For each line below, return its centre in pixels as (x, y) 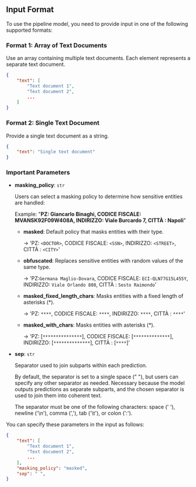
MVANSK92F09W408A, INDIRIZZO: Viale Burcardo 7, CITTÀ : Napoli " (100, 220)
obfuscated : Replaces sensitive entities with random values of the (103, 261)
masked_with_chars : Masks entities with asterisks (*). (89, 325)
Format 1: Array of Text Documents (56, 45)
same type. (37, 267)
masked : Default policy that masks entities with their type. (93, 232)
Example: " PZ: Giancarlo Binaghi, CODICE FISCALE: (78, 214)
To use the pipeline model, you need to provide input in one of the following (97, 23)
